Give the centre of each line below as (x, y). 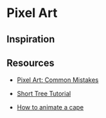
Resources (31, 63)
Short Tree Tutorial (44, 94)
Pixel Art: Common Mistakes (58, 80)
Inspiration (31, 39)
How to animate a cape (50, 107)
